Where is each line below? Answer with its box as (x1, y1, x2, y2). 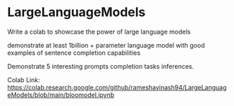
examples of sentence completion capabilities (7, 48, 141, 57)
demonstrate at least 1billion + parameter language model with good (7, 41, 205, 49)
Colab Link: (7, 75, 40, 84)
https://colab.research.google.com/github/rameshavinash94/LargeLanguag (7, 83, 227, 91)
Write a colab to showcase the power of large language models (7, 27, 191, 36)
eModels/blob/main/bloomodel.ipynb (7, 91, 115, 99)
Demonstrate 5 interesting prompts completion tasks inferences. (7, 62, 195, 70)
